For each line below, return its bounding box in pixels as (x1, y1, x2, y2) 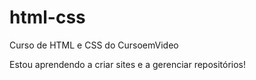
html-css (9, 6, 86, 29)
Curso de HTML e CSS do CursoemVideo (9, 39, 179, 51)
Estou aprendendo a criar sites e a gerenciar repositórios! (9, 58, 247, 70)
